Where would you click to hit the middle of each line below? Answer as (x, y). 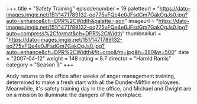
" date (182, 52)
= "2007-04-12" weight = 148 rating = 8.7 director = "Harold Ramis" (89, 58)
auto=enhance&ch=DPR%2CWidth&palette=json (66, 21)
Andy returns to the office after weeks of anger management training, (91, 76)
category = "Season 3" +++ (40, 65)
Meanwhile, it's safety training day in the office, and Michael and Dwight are (99, 88)
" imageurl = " (141, 21)
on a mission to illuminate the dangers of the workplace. (75, 95)
